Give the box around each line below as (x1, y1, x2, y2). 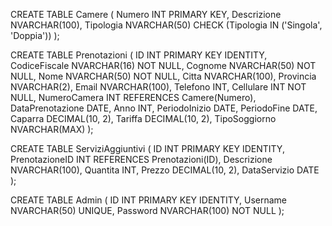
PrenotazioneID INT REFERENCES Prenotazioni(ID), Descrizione (10, 154, 273, 165)
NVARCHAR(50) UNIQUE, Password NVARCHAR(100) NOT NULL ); (10, 205, 285, 216)
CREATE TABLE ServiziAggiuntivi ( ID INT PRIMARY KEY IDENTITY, (10, 143, 285, 154)
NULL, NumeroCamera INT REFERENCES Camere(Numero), (10, 92, 257, 103)
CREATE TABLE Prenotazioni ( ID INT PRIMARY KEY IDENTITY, (10, 49, 268, 61)
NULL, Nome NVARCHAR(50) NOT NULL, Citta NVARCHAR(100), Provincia (10, 70, 317, 82)
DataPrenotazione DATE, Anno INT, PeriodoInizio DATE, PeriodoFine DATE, (10, 102, 318, 114)
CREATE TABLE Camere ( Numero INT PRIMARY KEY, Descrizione (10, 9, 282, 20)
